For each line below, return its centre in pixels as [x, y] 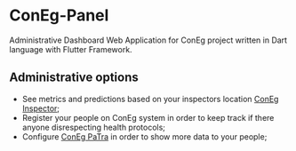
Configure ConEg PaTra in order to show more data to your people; [144, 136]
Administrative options [74, 78]
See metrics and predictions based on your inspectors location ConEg [150, 99]
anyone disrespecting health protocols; [94, 127]
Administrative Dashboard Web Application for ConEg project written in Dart [148, 40]
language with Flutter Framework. [71, 49]
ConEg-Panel [59, 16]
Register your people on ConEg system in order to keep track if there [148, 117]
